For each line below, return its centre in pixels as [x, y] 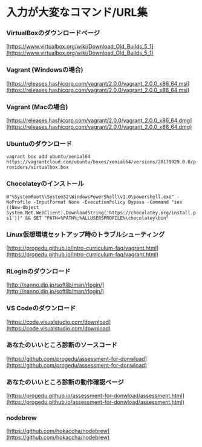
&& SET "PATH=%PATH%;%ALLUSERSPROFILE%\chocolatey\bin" [97, 218]
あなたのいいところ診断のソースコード [62, 345]
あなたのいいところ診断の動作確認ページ [65, 382]
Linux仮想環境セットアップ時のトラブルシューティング [86, 234]
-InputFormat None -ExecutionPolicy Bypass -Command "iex [108, 202]
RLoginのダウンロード [38, 271]
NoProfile [19, 202]
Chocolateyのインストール [45, 184]
